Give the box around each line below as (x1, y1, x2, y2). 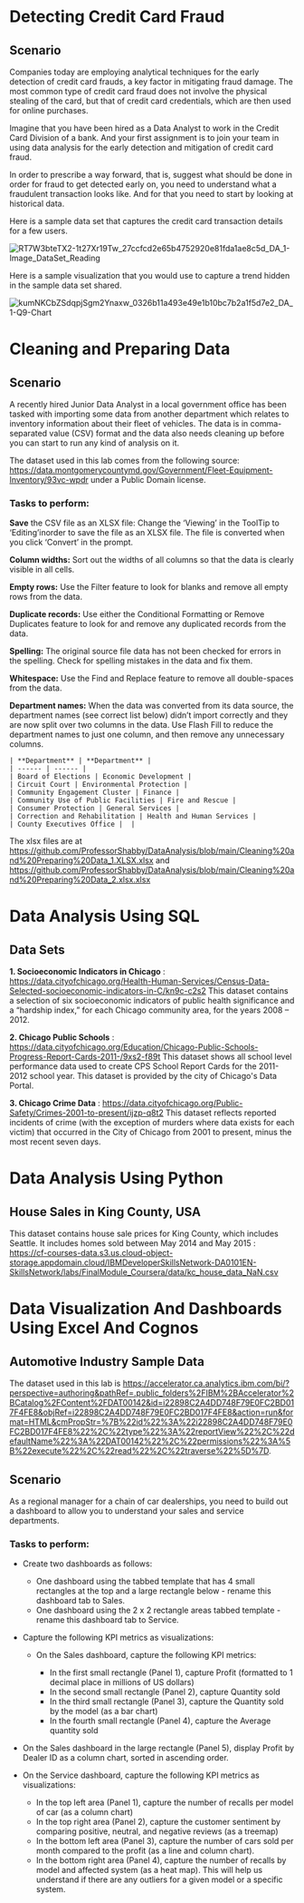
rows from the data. (9, 592, 83, 603)
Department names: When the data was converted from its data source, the (9, 701, 294, 711)
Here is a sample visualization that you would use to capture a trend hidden (9, 270, 290, 280)
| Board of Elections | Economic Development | (9, 772, 193, 781)
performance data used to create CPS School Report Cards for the (9, 1061, 257, 1072)
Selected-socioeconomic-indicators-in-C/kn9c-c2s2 (9, 986, 206, 996)
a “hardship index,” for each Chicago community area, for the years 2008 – (9, 1005, 290, 1015)
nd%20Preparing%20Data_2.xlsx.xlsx (9, 874, 151, 886)
